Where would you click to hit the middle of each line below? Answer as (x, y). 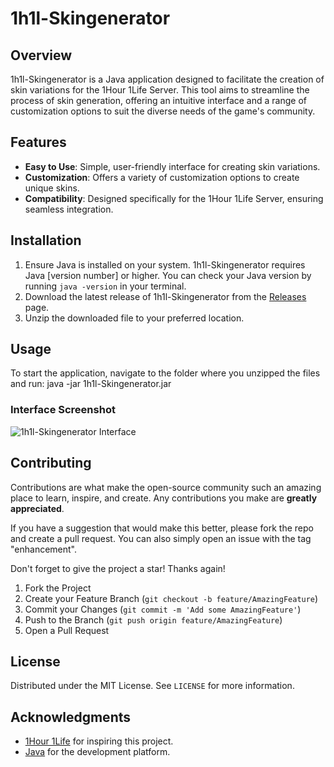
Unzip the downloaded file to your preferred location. (134, 318)
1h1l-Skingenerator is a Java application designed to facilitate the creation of (167, 79)
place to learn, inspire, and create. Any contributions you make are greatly (164, 498)
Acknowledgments (71, 717)
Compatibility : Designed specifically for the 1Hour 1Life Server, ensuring (174, 198)
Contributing (51, 463)
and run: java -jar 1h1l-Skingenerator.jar (91, 384)
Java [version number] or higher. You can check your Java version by (168, 275)
